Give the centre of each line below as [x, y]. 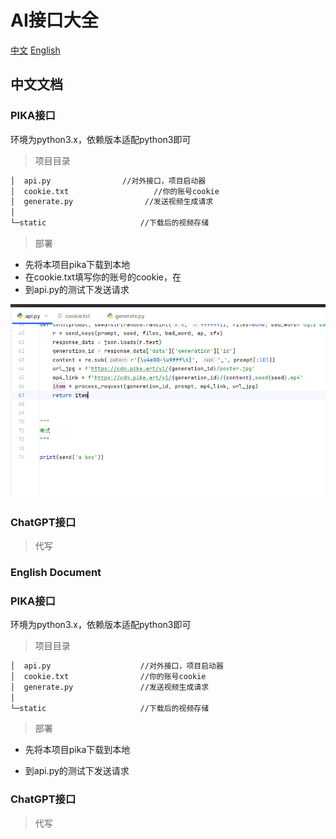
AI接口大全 [54, 20]
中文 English [35, 50]
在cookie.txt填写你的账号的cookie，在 [103, 277]
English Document [56, 572]
